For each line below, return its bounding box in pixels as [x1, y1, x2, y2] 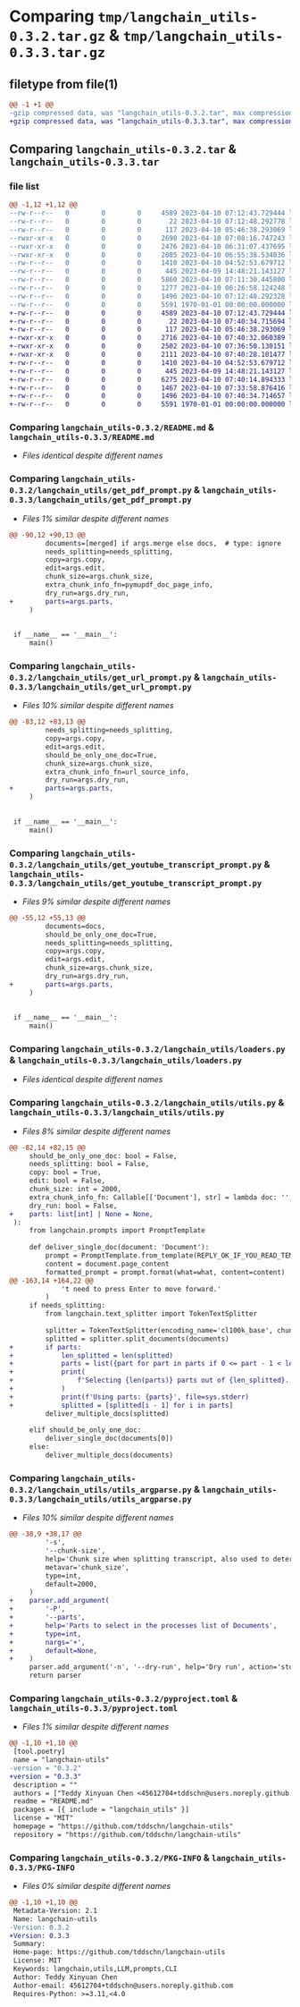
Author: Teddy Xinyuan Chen [12, 1972, 118, 1982]
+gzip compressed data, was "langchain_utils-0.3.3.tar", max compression [9, 116, 294, 126]
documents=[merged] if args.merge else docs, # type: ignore [45, 538, 281, 547]
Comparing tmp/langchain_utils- [9, 6, 259, 27]
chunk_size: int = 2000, [29, 1185, 122, 1194]
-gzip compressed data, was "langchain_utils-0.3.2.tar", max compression [9, 108, 294, 117]
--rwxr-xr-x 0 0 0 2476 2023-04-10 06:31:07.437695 [9, 241, 286, 251]
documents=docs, [45, 921, 105, 931]
